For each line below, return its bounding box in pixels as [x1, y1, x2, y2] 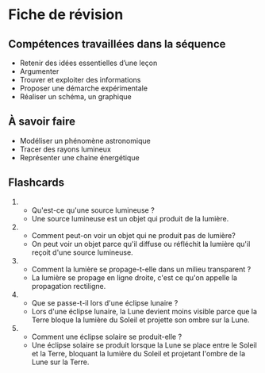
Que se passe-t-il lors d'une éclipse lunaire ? [31, 298, 179, 307]
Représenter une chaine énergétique [19, 152, 140, 162]
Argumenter [19, 67, 60, 76]
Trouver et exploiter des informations [19, 75, 141, 84]
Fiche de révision [8, 6, 124, 24]
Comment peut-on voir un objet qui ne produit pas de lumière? [31, 230, 236, 240]
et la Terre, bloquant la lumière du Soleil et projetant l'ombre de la [31, 348, 246, 358]
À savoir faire [8, 115, 75, 129]
